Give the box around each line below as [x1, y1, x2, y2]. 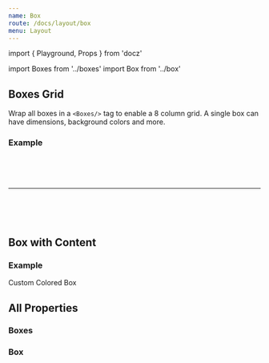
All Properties [8, 301, 78, 315]
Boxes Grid [8, 87, 64, 101]
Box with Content [8, 236, 97, 249]
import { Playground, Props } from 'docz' [8, 49, 143, 58]
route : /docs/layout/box [8, 19, 91, 27]
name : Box [8, 11, 42, 20]
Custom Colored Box [8, 278, 77, 288]
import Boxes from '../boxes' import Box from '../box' [8, 64, 182, 74]
